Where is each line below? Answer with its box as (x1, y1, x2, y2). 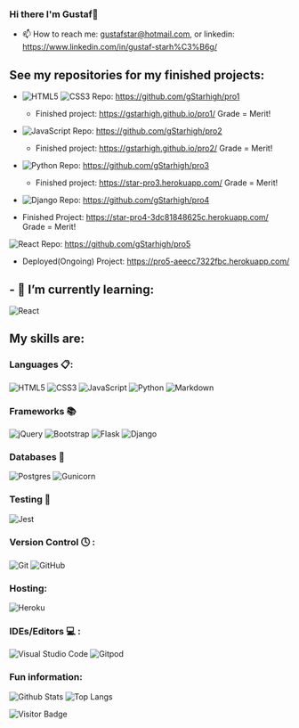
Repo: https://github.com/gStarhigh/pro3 (59, 160, 209, 171)
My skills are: (9, 331, 85, 347)
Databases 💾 (9, 450, 65, 462)
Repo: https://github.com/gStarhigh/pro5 (41, 239, 191, 249)
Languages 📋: (9, 358, 74, 371)
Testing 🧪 (9, 494, 52, 506)
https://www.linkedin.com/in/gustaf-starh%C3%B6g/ (21, 42, 218, 53)
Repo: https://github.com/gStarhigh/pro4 (59, 195, 210, 206)
